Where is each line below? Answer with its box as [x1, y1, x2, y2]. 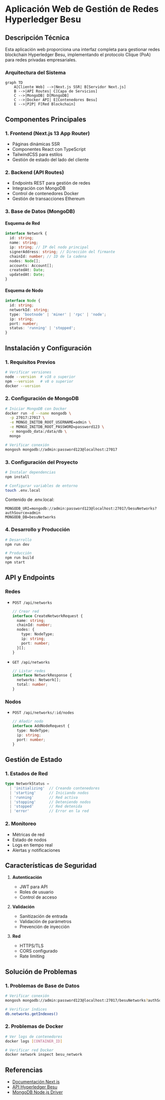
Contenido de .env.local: [5, 497, 55, 503]
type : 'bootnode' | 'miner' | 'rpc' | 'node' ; [9, 312, 107, 317]
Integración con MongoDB [12, 185, 66, 191]
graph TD [5, 80, 23, 85]
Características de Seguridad [5, 861, 97, 870]
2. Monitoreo [5, 820, 36, 827]
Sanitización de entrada [19, 913, 68, 919]
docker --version [5, 383, 41, 389]
